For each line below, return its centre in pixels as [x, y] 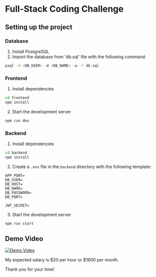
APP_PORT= [15, 175]
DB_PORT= [14, 197]
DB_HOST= [14, 184]
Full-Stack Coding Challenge [64, 9]
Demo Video [24, 239]
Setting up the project [39, 27]
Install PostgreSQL [31, 51]
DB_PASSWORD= [18, 192]
